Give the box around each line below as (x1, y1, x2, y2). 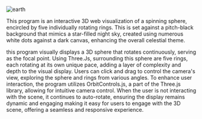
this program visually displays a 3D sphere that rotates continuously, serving (6, 48, 197, 56)
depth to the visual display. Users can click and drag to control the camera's (6, 68, 196, 75)
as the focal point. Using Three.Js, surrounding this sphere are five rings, (6, 55, 188, 62)
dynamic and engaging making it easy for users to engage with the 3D (6, 100, 181, 107)
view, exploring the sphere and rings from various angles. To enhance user (6, 74, 192, 81)
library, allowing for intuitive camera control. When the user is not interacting (6, 87, 197, 94)
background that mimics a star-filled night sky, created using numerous (6, 30, 184, 37)
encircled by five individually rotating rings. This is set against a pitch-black (6, 24, 194, 31)
